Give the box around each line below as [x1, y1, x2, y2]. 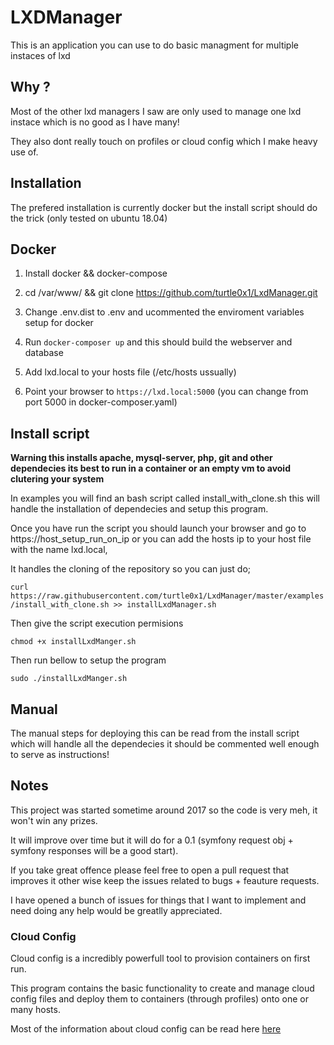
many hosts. [10, 1004, 61, 1016]
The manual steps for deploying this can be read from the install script [10, 727, 300, 739]
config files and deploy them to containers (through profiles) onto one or [10, 993, 309, 1005]
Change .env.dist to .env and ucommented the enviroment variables [24, 306, 305, 318]
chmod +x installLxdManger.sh [10, 637, 137, 647]
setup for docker [24, 317, 94, 329]
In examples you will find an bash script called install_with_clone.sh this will [10, 492, 321, 505]
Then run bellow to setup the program [10, 654, 167, 666]
